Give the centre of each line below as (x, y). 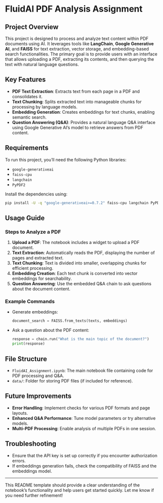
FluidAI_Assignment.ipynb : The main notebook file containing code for (82, 370)
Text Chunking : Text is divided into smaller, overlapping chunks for (79, 263)
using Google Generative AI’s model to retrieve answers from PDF (78, 127)
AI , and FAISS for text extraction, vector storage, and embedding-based (77, 49)
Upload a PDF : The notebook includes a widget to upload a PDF (76, 243)
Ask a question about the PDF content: (51, 330)
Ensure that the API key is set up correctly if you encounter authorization (85, 455)
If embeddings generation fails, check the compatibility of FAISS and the (84, 466)
